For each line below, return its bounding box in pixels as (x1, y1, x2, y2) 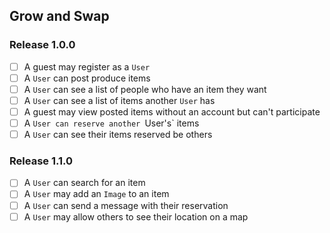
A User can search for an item (23, 177, 146, 189)
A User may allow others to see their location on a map (23, 210, 249, 223)
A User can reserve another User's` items (23, 117, 200, 129)
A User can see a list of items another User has (23, 94, 216, 106)
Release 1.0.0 (9, 38, 76, 52)
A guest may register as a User (23, 60, 151, 73)
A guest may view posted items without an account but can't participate (23, 105, 321, 118)
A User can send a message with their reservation (23, 199, 229, 211)
